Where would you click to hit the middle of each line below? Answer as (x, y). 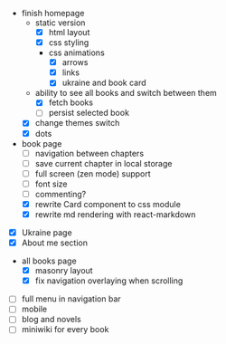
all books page (49, 261)
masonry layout (64, 271)
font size (52, 184)
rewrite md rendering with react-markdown (115, 214)
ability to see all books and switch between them (126, 93)
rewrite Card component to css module (108, 204)
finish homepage (53, 13)
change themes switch (77, 123)
